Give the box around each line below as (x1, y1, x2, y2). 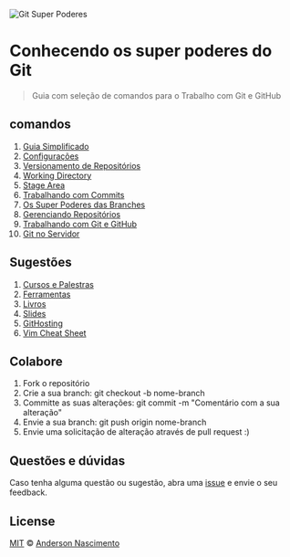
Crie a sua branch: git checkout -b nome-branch (22, 388, 205, 399)
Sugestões (9, 255, 72, 270)
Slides (22, 308, 47, 319)
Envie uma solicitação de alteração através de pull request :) (22, 426, 250, 437)
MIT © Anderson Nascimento (9, 538, 120, 548)
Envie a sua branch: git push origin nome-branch (22, 416, 207, 428)
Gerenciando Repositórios (22, 208, 121, 219)
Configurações (22, 151, 79, 162)
